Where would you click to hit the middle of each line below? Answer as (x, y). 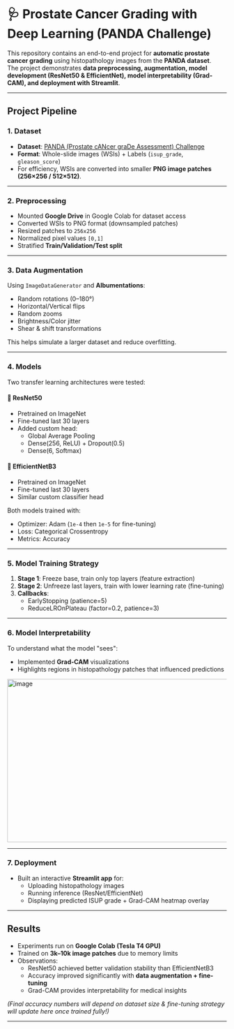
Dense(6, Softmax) (55, 450)
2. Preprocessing (37, 200)
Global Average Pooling (61, 436)
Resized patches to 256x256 (56, 230)
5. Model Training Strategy (53, 563)
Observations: (37, 961)
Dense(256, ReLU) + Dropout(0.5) (76, 443)
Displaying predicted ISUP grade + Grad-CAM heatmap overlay (118, 900)
